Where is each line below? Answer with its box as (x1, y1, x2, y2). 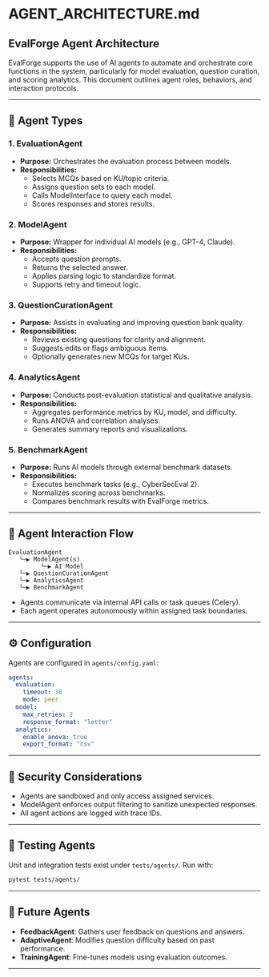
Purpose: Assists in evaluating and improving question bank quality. (19, 318, 245, 328)
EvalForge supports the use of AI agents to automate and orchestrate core (8, 58, 254, 67)
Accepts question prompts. (31, 254, 122, 263)
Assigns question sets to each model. (31, 182, 156, 191)
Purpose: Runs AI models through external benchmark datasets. (19, 462, 233, 472)
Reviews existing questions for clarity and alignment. (31, 335, 207, 344)
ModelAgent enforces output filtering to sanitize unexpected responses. (19, 800, 258, 810)
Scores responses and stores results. (31, 199, 155, 208)
